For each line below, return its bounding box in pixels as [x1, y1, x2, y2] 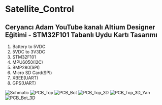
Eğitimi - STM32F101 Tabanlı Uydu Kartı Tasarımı [5, 30, 158, 39]
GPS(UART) [12, 80, 36, 86]
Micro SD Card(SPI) [12, 70, 52, 76]
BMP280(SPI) [12, 65, 40, 70]
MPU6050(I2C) [12, 59, 43, 65]
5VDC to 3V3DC [12, 49, 46, 54]
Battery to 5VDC [12, 44, 46, 50]
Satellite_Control [5, 3, 74, 15]
